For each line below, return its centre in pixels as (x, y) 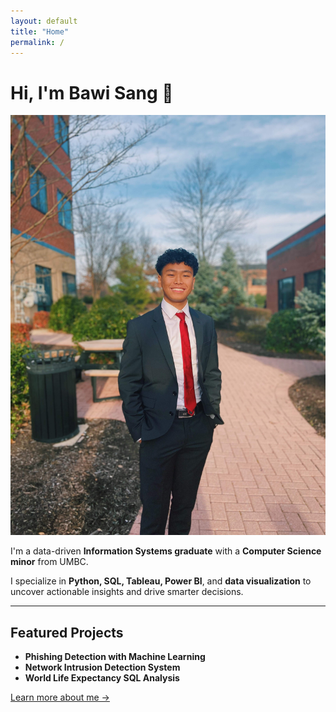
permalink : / (37, 42)
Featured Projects (67, 632)
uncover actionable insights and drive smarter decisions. (127, 592)
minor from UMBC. (49, 562)
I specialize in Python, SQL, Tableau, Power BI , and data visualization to (161, 581)
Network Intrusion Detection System (102, 667)
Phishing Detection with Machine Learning (115, 657)
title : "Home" (40, 31)
